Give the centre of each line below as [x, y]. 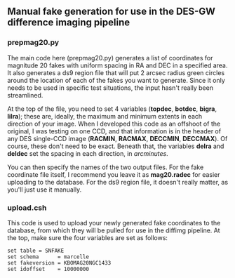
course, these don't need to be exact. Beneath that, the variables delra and [116, 146]
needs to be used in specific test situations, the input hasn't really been [110, 88]
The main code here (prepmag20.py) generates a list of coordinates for [110, 58]
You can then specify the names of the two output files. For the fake [106, 167]
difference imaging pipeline [69, 23]
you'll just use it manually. [45, 190]
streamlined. [25, 95]
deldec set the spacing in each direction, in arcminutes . [88, 153]
